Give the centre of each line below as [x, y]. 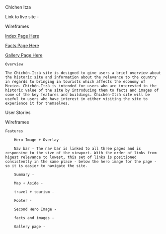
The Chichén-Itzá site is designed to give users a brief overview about [83, 73]
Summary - [24, 175]
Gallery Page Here [24, 55]
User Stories [18, 113]
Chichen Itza [18, 7]
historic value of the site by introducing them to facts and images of [82, 90]
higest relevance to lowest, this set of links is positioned [71, 157]
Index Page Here [22, 36]
